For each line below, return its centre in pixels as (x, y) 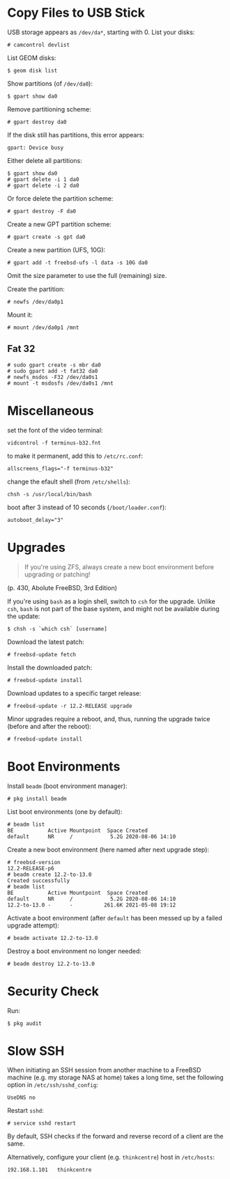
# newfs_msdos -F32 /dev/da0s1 (53, 377)
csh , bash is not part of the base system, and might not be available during (113, 608)
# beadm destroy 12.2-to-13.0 (51, 964)
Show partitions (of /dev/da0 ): (50, 83)
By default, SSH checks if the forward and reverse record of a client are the (115, 1136)
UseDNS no (22, 1098)
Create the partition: (36, 289)
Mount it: (20, 314)
